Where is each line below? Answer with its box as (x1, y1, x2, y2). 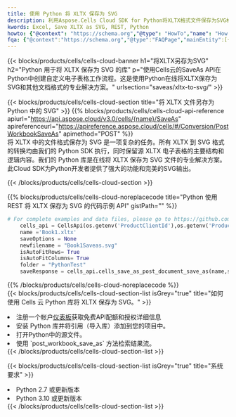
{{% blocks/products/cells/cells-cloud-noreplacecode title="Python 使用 (7, 193, 218, 201)
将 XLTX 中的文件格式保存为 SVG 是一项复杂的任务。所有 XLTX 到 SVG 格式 (7, 138, 225, 146)
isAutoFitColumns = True (20, 255, 90, 262)
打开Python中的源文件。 (16, 331, 86, 338)
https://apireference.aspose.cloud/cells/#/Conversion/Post (58, 122, 229, 131)
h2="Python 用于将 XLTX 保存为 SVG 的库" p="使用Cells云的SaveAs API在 (7, 65, 221, 74)
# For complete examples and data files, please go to (7, 216, 171, 223)
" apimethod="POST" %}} (58, 129, 133, 138)
